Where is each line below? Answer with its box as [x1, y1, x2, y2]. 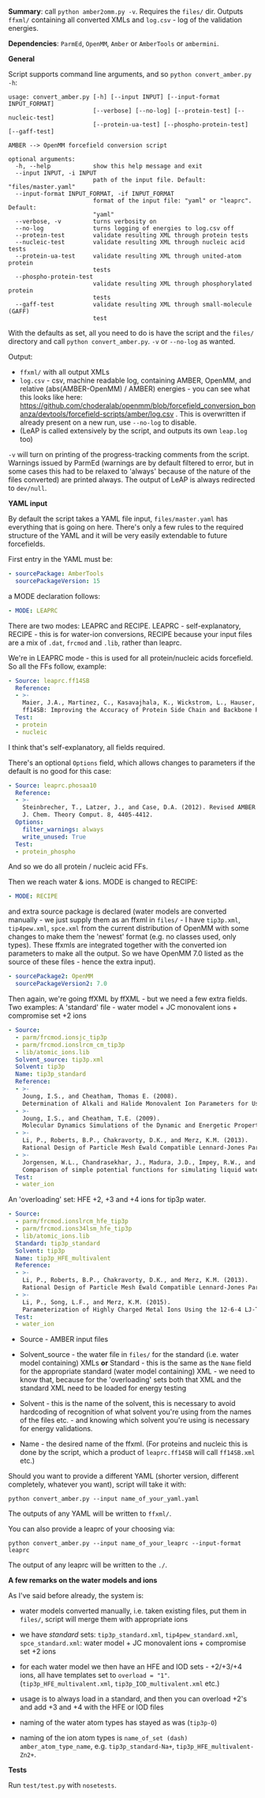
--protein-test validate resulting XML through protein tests [15, 232, 248, 239]
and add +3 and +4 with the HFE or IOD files [19, 1702, 164, 1712]
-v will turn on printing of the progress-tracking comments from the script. [8, 450, 250, 459]
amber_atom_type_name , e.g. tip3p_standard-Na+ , [19, 1742, 175, 1751]
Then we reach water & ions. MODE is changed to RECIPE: [8, 877, 198, 887]
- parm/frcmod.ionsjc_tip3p [15, 1033, 108, 1042]
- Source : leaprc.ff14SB [8, 677, 90, 684]
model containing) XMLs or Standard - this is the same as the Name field [19, 1359, 252, 1368]
